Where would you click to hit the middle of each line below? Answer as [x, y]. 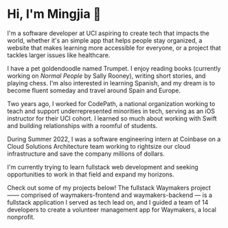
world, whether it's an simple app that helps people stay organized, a [105, 40]
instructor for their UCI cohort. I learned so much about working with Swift [112, 118]
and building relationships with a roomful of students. [82, 125]
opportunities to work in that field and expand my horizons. [91, 174]
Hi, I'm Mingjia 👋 [54, 14]
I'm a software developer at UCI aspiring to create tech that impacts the [108, 33]
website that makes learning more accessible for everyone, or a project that [114, 48]
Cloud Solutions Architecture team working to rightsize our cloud [99, 146]
